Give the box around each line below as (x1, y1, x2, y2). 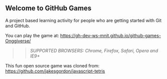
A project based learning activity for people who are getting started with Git (5, 17, 162, 23)
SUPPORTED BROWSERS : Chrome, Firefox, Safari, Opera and (30, 47, 158, 53)
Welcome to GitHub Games (5, 4, 92, 13)
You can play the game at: (5, 32, 59, 38)
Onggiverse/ (5, 38, 31, 44)
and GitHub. (5, 23, 30, 29)
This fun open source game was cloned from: (5, 62, 100, 68)
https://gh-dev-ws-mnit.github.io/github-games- (60, 32, 161, 38)
